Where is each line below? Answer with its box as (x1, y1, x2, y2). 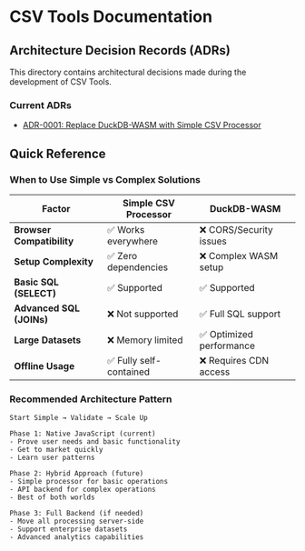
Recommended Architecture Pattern (9, 393, 172, 406)
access (199, 366, 231, 378)
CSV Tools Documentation (9, 6, 213, 27)
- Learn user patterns (9, 453, 95, 463)
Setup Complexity (14, 255, 93, 267)
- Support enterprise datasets (9, 525, 128, 534)
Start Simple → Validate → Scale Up (9, 414, 148, 423)
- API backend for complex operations (9, 485, 156, 495)
